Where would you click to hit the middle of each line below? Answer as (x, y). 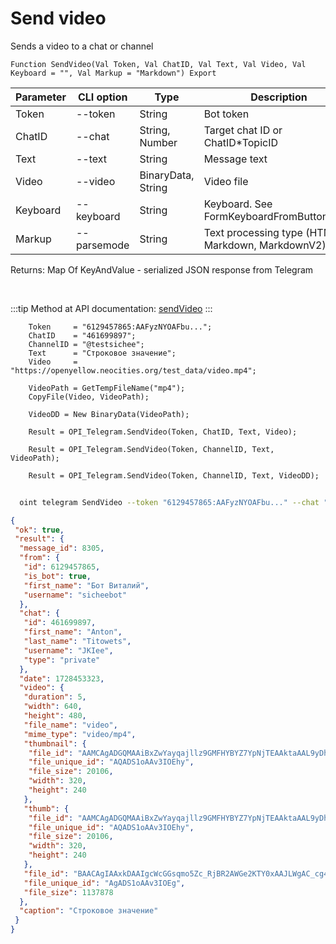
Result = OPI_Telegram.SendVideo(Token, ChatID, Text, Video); (163, 432)
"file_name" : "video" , (70, 725)
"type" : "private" (62, 660)
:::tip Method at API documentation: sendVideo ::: (111, 308)
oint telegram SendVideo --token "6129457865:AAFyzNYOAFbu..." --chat (169, 502)
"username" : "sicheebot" (75, 595)
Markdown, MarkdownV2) (265, 245)
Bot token (226, 114)
